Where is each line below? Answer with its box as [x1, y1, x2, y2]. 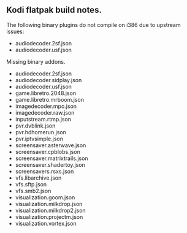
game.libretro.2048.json [15, 89, 77, 97]
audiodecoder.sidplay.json [15, 76, 82, 83]
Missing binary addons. [6, 58, 66, 65]
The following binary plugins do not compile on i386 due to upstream [6, 21, 181, 28]
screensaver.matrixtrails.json [15, 155, 88, 162]
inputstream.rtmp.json [15, 115, 72, 123]
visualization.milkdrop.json [15, 200, 83, 207]
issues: [6, 28, 25, 35]
